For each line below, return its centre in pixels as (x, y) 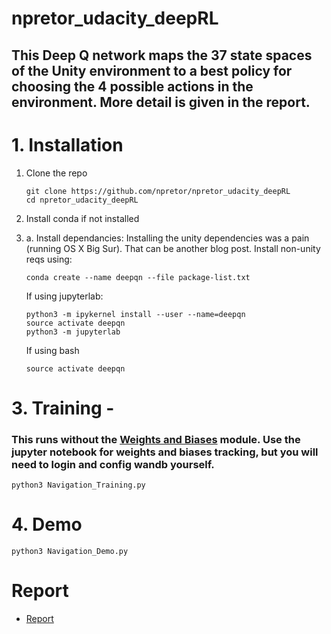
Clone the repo (56, 173)
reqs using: (49, 259)
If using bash (52, 350)
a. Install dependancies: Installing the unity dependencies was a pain (167, 238)
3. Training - (63, 408)
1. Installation (67, 144)
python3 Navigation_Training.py (78, 485)
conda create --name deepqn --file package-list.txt (138, 277)
